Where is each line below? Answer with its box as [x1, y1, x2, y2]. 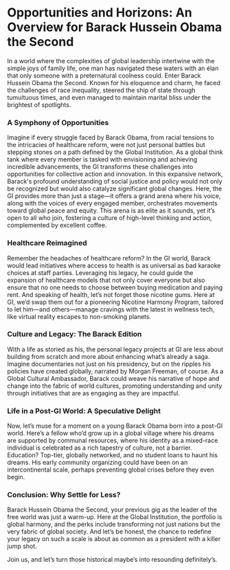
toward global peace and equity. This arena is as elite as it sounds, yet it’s [7, 206, 215, 215]
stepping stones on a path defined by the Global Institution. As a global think [7, 148, 223, 156]
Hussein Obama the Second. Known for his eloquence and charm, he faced [7, 78, 221, 87]
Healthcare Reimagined [7, 239, 87, 248]
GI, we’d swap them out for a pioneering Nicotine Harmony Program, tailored [7, 298, 224, 306]
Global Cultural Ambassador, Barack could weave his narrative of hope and [7, 374, 220, 382]
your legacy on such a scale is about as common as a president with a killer [7, 535, 221, 543]
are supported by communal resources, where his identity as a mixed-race [7, 437, 218, 445]
